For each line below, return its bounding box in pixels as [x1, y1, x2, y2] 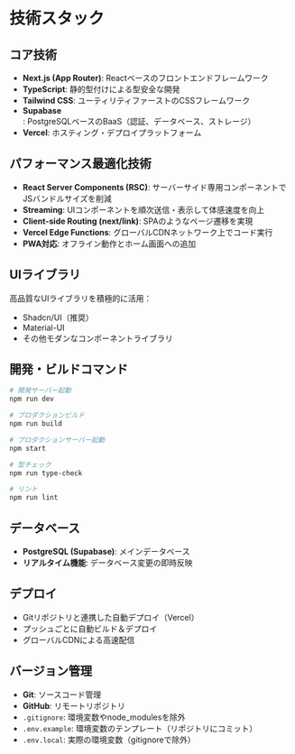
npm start [9, 444, 47, 453]
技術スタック [9, 8, 106, 29]
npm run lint [9, 493, 59, 502]
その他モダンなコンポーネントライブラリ [22, 333, 173, 344]
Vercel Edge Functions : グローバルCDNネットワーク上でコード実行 [22, 226, 273, 237]
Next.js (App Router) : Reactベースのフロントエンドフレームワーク [22, 73, 269, 83]
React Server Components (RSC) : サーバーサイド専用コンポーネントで [22, 181, 287, 192]
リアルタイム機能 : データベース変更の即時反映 [22, 557, 193, 568]
